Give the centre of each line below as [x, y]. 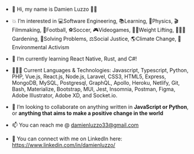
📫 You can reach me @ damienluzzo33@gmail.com [75, 125]
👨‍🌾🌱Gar [181, 30]
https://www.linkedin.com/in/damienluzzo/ [63, 145]
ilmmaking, [27, 30]
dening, [25, 39]
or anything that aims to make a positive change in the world [88, 113]
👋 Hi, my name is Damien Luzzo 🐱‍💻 [54, 9]
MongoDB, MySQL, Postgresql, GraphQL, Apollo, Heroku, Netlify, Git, [96, 83]
